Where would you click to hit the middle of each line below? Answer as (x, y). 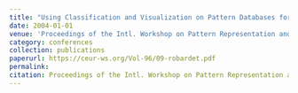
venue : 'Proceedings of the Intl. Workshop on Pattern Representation (142, 34)
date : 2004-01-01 (41, 26)
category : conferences (51, 42)
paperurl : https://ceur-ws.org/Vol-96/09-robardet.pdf (113, 58)
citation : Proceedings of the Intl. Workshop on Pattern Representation (146, 75)
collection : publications (57, 50)
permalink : (29, 67)
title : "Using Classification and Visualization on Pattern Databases (142, 17)
